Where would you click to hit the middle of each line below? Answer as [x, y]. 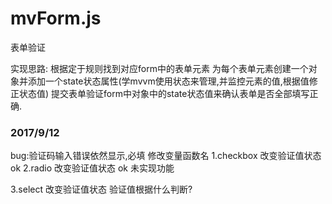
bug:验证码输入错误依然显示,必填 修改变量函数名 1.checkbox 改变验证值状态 [166, 156]
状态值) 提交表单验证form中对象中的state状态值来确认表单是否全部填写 [164, 93]
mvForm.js [56, 18]
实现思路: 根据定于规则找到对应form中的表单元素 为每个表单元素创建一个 [159, 68]
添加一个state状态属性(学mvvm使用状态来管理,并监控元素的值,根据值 [168, 81]
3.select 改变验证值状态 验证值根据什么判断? [101, 189]
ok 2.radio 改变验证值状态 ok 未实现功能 [92, 168]
